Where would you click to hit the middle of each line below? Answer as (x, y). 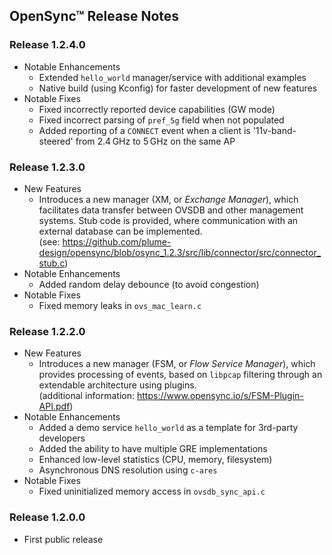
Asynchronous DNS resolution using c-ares (128, 470)
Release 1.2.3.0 (47, 167)
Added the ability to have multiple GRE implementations (153, 449)
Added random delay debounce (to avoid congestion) (149, 284)
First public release (63, 539)
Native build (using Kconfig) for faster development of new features (178, 88)
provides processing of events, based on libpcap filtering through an (180, 375)
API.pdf (54, 406)
